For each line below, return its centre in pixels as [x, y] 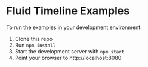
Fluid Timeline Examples [68, 11]
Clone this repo [33, 39]
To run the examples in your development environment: [74, 27]
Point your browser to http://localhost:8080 [68, 58]
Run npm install [35, 45]
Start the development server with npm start [70, 51]
